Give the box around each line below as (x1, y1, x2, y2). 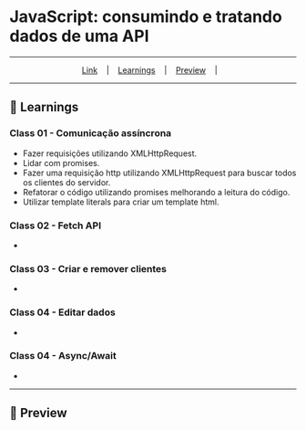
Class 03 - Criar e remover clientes (9, 262, 167, 275)
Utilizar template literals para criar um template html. (22, 196, 220, 207)
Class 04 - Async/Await (9, 350, 117, 362)
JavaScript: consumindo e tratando (9, 6, 282, 27)
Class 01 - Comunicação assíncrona (9, 127, 172, 140)
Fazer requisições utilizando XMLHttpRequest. (22, 148, 198, 159)
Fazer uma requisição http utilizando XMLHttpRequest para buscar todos (22, 167, 297, 178)
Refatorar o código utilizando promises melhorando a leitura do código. (22, 186, 291, 197)
